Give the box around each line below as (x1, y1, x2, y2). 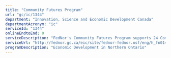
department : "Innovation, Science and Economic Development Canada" (5, 17, 154, 22)
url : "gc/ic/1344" (5, 12, 44, 17)
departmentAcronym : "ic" (5, 21, 58, 27)
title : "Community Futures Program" (5, 7, 83, 13)
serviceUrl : (5, 40, 31, 45)
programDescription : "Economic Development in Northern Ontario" (5, 45, 147, 50)
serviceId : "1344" (5, 26, 44, 31)
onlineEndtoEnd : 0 (5, 31, 44, 36)
